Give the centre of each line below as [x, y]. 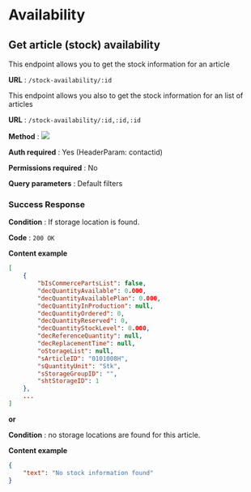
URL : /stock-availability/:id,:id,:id [75, 120]
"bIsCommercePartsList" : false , [92, 284]
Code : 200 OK [32, 238]
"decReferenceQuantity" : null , [90, 336]
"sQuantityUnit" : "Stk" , [79, 366]
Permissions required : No [53, 168]
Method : [24, 136]
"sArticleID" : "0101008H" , [83, 358]
